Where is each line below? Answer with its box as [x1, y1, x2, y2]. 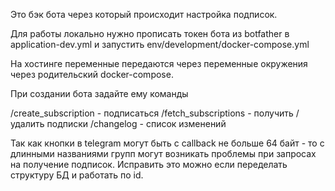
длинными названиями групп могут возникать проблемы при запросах [10, 148, 317, 159]
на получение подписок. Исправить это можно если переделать [10, 159, 288, 170]
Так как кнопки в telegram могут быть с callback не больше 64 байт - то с [10, 137, 325, 149]
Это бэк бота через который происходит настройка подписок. [10, 9, 278, 20]
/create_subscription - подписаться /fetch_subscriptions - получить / [10, 107, 300, 119]
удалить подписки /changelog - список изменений [10, 118, 227, 129]
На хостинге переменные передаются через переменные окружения [10, 58, 308, 69]
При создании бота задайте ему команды [10, 88, 189, 99]
